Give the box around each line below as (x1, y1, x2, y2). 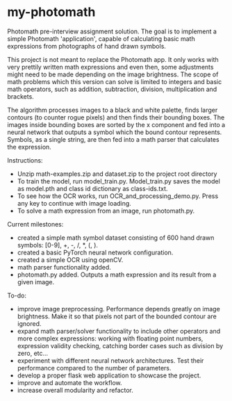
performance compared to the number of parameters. (17, 363, 172, 372)
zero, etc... (17, 349, 49, 357)
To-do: (7, 291, 26, 300)
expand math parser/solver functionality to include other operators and (17, 327, 221, 335)
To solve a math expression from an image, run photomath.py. (17, 206, 195, 215)
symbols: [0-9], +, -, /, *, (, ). (17, 240, 99, 249)
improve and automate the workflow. (17, 378, 123, 386)
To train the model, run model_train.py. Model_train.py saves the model (17, 177, 220, 185)
